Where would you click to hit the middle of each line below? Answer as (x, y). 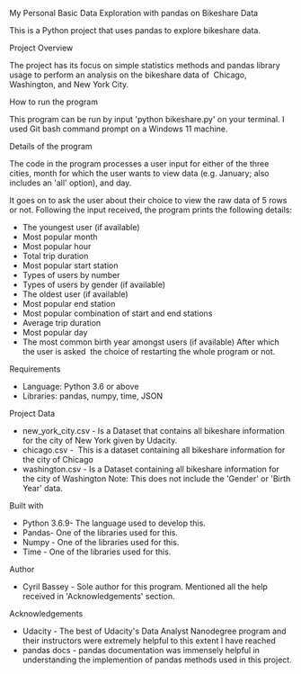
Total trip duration (55, 256)
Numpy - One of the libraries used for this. (101, 542)
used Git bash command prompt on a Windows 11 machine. (119, 129)
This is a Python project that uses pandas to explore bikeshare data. (135, 30)
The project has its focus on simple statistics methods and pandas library (145, 65)
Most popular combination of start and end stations (117, 313)
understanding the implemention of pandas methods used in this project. (157, 660)
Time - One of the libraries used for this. (97, 552)
